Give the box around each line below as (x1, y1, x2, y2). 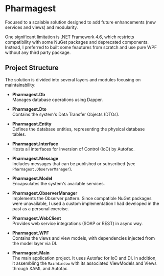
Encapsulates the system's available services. (12, 180, 105, 186)
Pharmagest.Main (12, 250, 50, 255)
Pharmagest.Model (12, 175, 52, 181)
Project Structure (5, 64, 59, 72)
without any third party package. (5, 50, 71, 55)
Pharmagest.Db (12, 91, 46, 97)
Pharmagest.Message (12, 155, 59, 161)
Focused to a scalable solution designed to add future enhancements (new (5, 19, 156, 25)
